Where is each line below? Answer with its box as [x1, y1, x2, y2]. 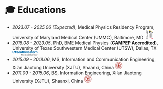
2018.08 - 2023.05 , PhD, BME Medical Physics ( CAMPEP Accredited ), [12, 40, 158, 46]
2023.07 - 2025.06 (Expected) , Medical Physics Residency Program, [12, 24, 155, 30]
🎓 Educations [5, 4, 66, 16]
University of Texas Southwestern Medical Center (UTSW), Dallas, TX [12, 45, 157, 51]
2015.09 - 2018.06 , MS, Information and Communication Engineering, [12, 56, 156, 63]
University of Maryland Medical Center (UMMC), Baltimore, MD [12, 34, 144, 40]
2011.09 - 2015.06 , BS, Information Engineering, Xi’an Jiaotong [12, 70, 142, 76]
